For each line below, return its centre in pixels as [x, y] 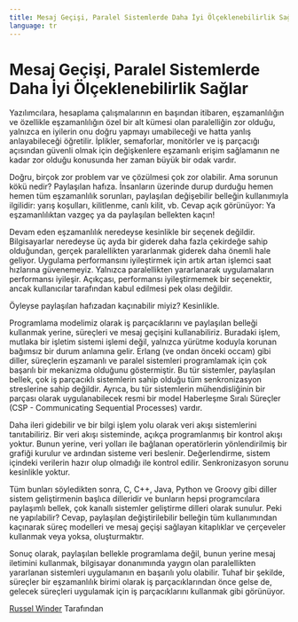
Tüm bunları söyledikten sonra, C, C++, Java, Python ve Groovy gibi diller [143, 490]
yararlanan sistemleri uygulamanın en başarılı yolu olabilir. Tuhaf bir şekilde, [147, 572]
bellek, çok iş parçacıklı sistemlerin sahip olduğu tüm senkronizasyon [135, 380]
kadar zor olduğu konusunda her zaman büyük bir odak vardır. [123, 160]
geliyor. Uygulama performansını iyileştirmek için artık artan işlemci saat [141, 260]
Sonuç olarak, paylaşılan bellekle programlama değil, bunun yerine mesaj [142, 554]
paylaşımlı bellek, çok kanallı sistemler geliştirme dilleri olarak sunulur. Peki [145, 508]
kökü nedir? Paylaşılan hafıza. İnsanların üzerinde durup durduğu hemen [141, 186]
